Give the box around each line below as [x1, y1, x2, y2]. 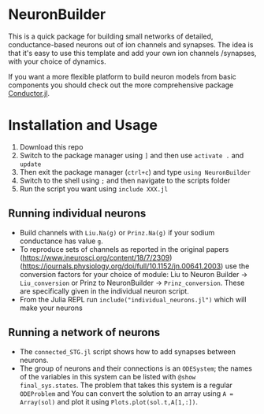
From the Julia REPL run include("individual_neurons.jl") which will [19, 294, 247, 304]
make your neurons [19, 303, 83, 312]
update [19, 160, 42, 168]
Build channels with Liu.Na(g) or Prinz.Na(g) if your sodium [19, 227, 215, 237]
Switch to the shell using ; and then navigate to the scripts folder [19, 176, 231, 185]
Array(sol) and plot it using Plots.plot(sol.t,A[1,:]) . [19, 397, 199, 406]
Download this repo [19, 142, 84, 151]
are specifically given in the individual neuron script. [19, 286, 189, 296]
